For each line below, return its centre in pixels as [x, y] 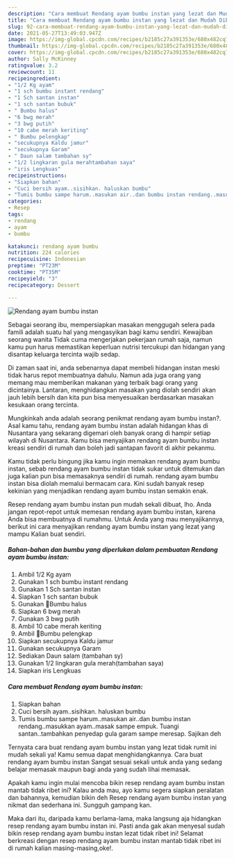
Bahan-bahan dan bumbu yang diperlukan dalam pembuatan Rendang [113, 550]
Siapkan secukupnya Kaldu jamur [66, 641]
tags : [16, 214]
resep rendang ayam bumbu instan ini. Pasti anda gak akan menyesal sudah [116, 826]
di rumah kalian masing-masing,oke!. [61, 848]
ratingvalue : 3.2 [33, 65]
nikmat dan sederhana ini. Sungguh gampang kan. [80, 805]
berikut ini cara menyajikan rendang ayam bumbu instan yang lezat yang [112, 526]
